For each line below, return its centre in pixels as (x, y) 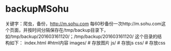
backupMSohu (37, 9)
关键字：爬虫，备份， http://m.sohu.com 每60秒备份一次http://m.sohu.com (83, 23)
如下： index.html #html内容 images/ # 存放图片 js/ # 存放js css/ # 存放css (88, 43)
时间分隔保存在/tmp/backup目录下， (70, 30)
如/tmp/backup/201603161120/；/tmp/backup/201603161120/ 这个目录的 (81, 36)
